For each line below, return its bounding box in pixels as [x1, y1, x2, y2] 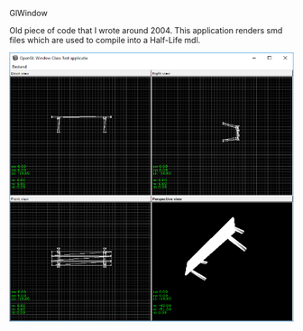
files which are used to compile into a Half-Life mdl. [9, 35, 201, 45]
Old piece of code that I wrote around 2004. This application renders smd [9, 25, 283, 35]
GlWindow [9, 8, 48, 18]
